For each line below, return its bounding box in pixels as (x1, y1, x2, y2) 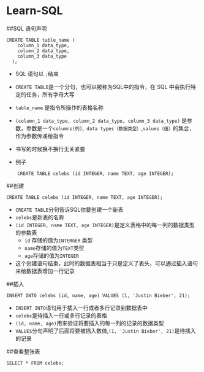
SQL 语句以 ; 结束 (15, 70, 59, 77)
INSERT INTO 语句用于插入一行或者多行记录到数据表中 (15, 304, 148, 311)
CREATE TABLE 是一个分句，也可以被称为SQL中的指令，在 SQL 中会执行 (15, 83, 191, 90)
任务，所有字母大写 (26, 90, 75, 98)
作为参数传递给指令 (15, 132, 64, 139)
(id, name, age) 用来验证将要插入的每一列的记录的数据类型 (15, 319, 164, 327)
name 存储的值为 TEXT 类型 (24, 244, 85, 252)
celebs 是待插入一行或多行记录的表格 (15, 311, 107, 319)
